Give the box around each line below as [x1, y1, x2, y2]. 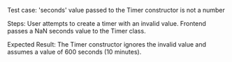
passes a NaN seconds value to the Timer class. [7, 27, 146, 35]
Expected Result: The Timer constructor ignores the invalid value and [7, 40, 207, 48]
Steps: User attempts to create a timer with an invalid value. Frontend [7, 20, 206, 27]
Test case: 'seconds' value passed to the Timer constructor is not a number [7, 6, 226, 14]
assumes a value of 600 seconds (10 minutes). [7, 48, 142, 56]
